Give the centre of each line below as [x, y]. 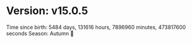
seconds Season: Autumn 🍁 [40, 33]
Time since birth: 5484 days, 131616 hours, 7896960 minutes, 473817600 [96, 27]
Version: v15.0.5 [47, 11]
